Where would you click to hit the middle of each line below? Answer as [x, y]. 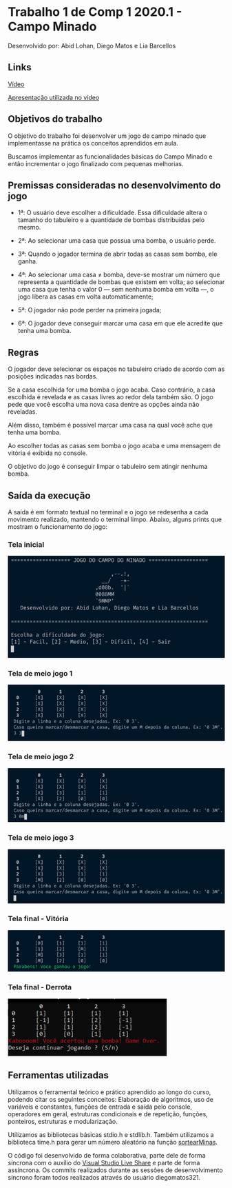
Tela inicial [26, 544]
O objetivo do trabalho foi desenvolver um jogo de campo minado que [107, 136]
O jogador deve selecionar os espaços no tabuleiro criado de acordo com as [116, 369]
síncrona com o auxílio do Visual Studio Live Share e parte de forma [104, 1162]
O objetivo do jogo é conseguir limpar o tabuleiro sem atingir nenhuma [108, 467]
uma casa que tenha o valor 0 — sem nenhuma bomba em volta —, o [116, 290]
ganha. [28, 261]
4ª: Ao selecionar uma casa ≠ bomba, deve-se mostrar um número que [119, 275]
